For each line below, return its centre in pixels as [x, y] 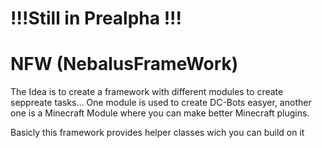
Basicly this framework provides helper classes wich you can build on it [157, 133]
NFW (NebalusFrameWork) [124, 64]
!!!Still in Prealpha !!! [96, 18]
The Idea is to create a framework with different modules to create [147, 92]
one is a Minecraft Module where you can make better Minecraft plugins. [160, 113]
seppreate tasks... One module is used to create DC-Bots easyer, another [161, 103]
